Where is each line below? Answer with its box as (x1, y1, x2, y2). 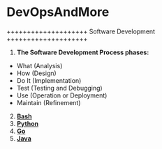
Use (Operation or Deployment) (16, 91, 108, 100)
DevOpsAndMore (6, 4, 110, 20)
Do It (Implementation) (16, 76, 82, 84)
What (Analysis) (16, 61, 63, 70)
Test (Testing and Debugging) (16, 84, 103, 92)
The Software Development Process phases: (16, 48, 149, 56)
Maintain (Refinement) (16, 98, 81, 107)
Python (16, 119, 39, 127)
